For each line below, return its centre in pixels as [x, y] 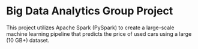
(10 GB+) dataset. [28, 40]
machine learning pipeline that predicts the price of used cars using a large [99, 33]
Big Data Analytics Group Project [90, 11]
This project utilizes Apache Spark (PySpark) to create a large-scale [90, 27]
